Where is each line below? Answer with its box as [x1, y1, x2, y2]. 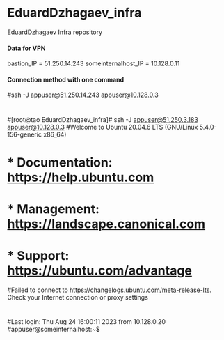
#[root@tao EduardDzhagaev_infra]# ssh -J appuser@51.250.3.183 [7, 115, 198, 123]
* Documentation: [7, 155, 113, 170]
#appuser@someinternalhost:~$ [7, 325, 100, 334]
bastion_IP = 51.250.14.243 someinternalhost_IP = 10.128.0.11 [7, 59, 180, 68]
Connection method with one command [7, 75, 125, 84]
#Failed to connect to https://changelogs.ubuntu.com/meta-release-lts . [7, 286, 212, 294]
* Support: [7, 248, 70, 264]
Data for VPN [7, 44, 46, 52]
